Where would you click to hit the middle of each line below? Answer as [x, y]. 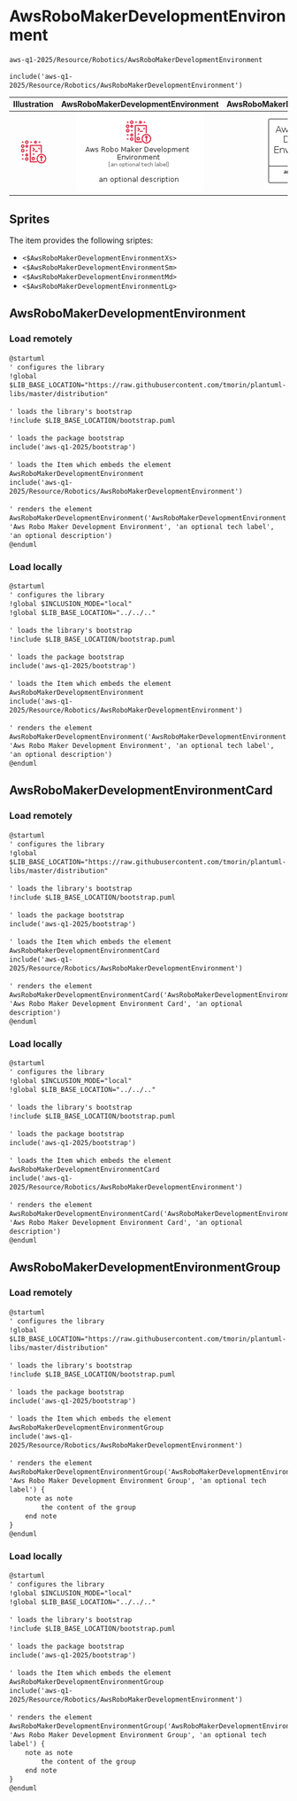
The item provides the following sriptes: [81, 240]
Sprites [30, 219]
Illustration [34, 105]
